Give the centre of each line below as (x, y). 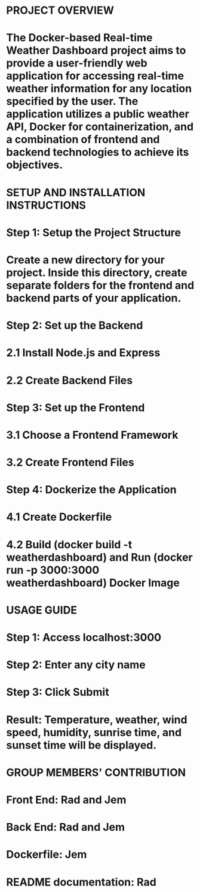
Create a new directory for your (86, 260)
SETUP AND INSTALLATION (76, 192)
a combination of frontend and (83, 140)
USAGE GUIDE (42, 610)
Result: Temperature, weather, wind (97, 720)
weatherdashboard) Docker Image (93, 583)
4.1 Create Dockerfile (59, 517)
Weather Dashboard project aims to (96, 51)
